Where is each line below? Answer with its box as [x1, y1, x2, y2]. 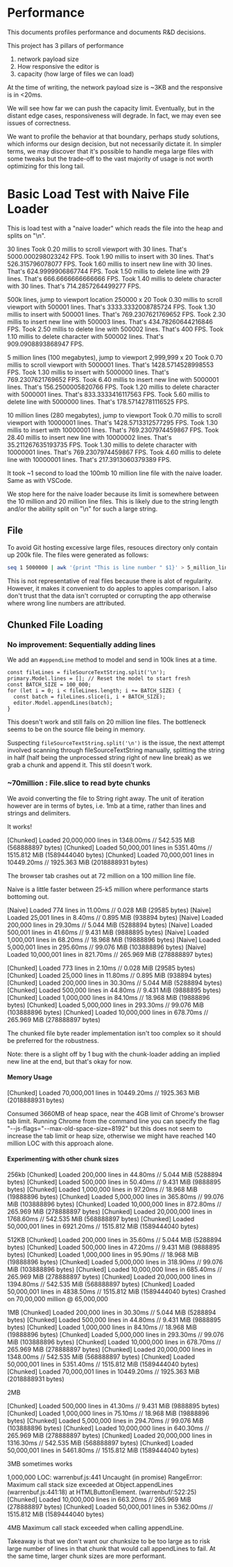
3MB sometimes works [7, 1459, 73, 1467]
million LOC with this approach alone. [7, 1139, 114, 1147]
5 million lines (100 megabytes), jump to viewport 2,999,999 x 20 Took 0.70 [7, 353, 223, 361]
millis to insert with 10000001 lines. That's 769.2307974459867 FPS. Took [7, 426, 219, 434]
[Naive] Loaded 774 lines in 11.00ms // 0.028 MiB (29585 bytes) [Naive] [7, 906, 212, 914]
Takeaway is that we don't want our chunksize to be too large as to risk [7, 1536, 210, 1545]
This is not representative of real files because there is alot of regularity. [7, 576, 213, 585]
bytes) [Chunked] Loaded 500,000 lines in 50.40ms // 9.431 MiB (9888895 [7, 1177, 221, 1186]
